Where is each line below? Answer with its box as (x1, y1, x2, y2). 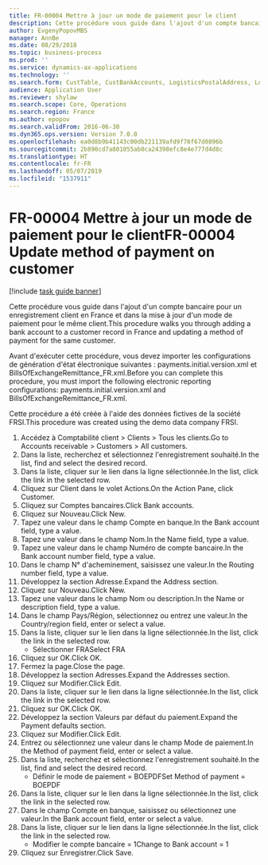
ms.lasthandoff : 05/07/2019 (9, 167, 103, 175)
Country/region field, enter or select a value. (20, 619, 166, 628)
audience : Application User (9, 85, 103, 94)
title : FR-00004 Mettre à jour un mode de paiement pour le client (9, 11, 238, 20)
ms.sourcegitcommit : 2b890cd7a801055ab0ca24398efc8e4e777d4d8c (9, 145, 223, 153)
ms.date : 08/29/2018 (9, 41, 78, 49)
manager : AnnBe (9, 33, 60, 42)
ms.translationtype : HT (9, 152, 88, 160)
